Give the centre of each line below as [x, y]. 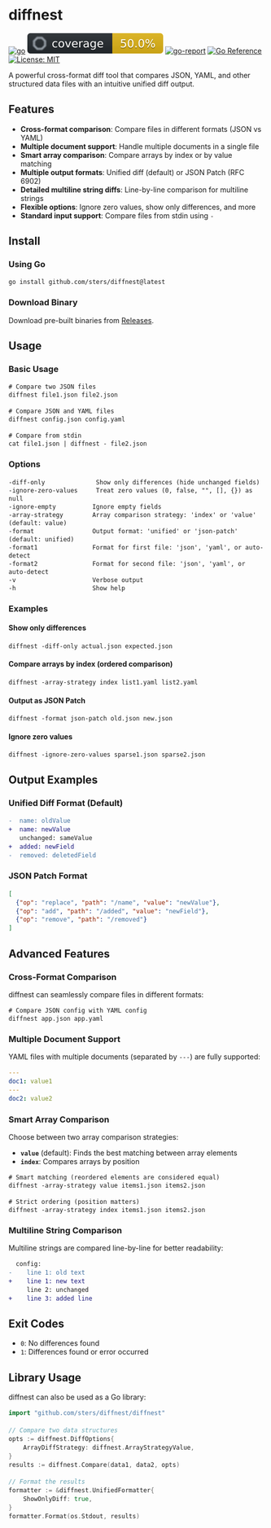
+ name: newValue [39, 830]
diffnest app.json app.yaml [56, 1018]
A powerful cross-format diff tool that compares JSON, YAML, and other [129, 75]
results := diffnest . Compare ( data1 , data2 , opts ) [94, 1465]
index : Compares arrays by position [80, 1161]
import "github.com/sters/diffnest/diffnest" [87, 1413]
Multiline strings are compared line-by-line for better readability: [116, 1248]
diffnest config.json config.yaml [67, 420]
